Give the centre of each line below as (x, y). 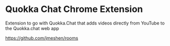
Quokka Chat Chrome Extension (74, 9)
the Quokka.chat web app (32, 28)
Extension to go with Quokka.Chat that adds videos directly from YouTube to (85, 23)
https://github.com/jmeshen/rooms (42, 38)
